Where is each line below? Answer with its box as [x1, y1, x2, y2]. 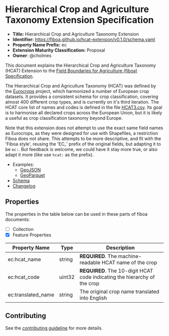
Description [106, 244, 135, 251]
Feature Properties [12, 231, 51, 238]
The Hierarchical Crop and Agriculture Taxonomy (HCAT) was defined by [5, 82, 156, 89]
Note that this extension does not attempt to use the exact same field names [5, 125, 163, 131]
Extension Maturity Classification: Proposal [12, 47, 106, 53]
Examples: [12, 161, 34, 167]
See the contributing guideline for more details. [5, 325, 103, 331]
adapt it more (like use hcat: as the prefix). [5, 152, 94, 158]
